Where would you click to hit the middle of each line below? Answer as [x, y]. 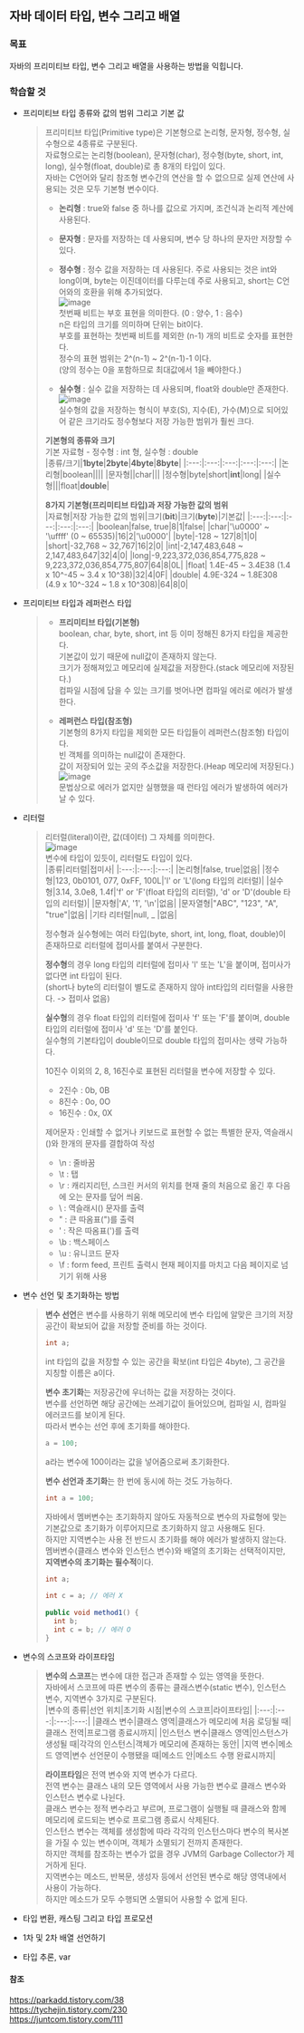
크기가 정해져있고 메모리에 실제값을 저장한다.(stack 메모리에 [164, 667]
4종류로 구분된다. [107, 143]
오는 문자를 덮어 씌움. [105, 1196]
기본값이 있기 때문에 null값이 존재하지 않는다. [138, 656]
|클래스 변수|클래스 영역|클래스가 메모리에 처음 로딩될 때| [192, 1721]
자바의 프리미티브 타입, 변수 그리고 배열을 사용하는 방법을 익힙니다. [127, 65]
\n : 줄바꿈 [77, 1162]
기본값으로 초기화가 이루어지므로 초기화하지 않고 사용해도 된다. [155, 1528]
